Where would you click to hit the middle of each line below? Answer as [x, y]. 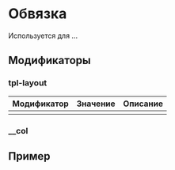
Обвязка [38, 14]
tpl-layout [28, 83]
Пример [29, 156]
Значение [96, 104]
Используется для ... [43, 36]
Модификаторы [49, 60]
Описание [143, 104]
